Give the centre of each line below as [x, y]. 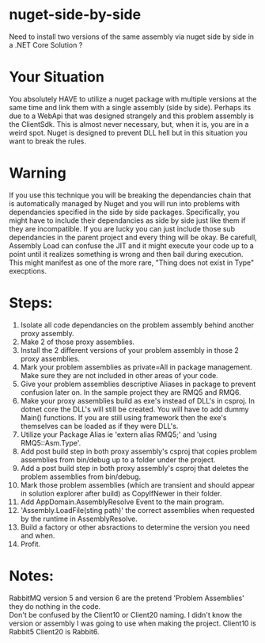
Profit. [30, 544]
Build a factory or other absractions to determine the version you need [135, 527]
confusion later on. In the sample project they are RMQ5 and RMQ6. [131, 392]
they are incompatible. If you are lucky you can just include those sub [122, 228]
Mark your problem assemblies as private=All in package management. [136, 367]
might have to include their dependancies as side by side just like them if [127, 220]
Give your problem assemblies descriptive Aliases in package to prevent [138, 384]
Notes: [32, 576]
